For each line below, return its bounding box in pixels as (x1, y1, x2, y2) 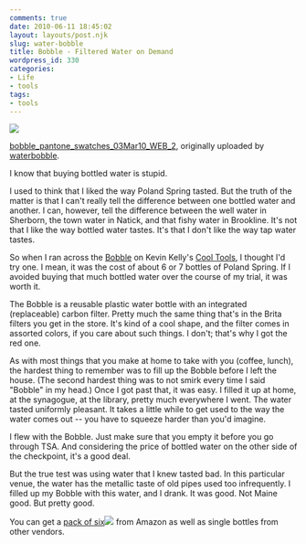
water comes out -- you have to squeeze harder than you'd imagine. (9, 413, 267, 425)
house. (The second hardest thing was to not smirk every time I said (9, 375, 266, 386)
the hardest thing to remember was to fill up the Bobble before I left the (9, 365, 277, 376)
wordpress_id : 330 (9, 56, 79, 65)
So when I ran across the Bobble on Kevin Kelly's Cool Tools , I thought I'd (9, 252, 286, 263)
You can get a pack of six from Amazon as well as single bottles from (9, 517, 279, 528)
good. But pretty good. (9, 497, 95, 508)
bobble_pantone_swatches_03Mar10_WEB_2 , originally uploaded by (9, 141, 265, 152)
